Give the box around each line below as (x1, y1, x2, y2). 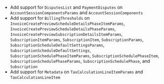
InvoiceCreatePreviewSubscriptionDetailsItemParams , (10, 31, 123, 37)
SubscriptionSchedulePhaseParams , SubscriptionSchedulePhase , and (10, 58, 150, 64)
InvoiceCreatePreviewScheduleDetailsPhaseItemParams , (10, 20, 125, 26)
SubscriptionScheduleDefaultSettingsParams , (10, 42, 105, 48)
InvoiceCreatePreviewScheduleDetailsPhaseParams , (10, 26, 116, 32)
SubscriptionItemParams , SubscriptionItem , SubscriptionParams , (10, 36, 144, 43)
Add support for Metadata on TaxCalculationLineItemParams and (10, 69, 143, 75)
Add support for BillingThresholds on (10, 15, 90, 21)
